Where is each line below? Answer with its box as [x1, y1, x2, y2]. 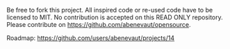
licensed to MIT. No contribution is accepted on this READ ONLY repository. [6, 13, 223, 21]
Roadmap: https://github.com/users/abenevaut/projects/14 [6, 34, 175, 42]
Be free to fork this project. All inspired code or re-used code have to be [6, 6, 213, 14]
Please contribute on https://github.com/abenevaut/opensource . [6, 21, 192, 28]
